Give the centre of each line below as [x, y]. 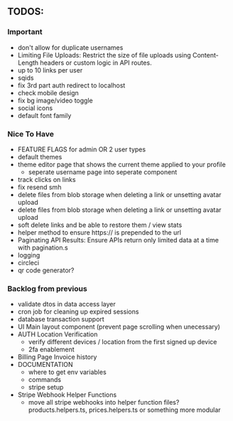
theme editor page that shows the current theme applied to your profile [121, 164]
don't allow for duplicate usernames [70, 47]
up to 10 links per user [50, 70]
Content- [205, 55]
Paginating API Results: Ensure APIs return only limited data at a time [118, 240]
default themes [40, 156]
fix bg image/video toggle [55, 100]
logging [29, 255]
